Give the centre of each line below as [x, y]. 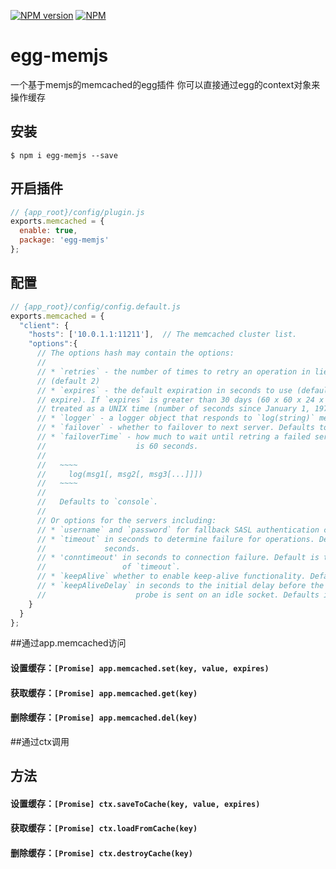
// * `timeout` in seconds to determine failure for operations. [175, 539]
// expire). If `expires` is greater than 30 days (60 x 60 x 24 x [180, 400]
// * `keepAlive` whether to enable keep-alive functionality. [171, 576]
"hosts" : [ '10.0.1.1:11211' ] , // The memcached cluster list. [163, 335]
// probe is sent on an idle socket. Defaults [178, 595]
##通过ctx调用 [40, 741]
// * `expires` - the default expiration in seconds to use [164, 390]
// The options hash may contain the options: [135, 353]
